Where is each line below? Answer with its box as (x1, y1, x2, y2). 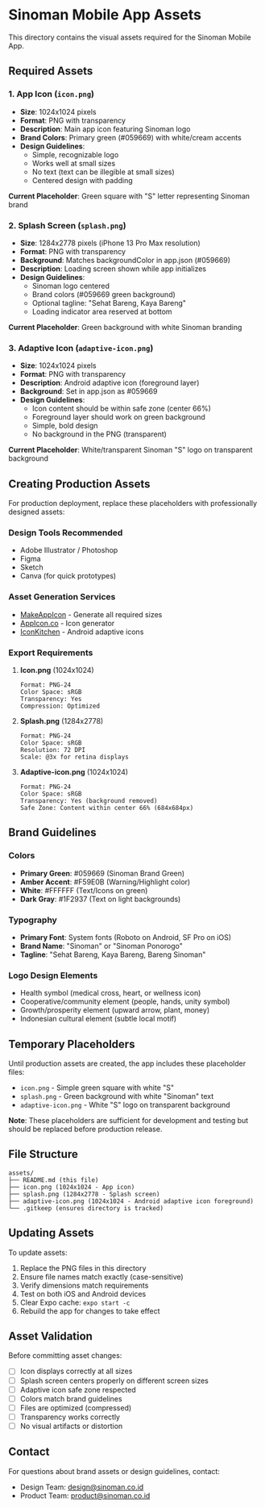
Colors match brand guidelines (19, 1393, 122, 1403)
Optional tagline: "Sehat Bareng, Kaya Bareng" (31, 298, 187, 307)
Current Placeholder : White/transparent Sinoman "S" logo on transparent (8, 445, 253, 455)
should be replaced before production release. (8, 1124, 163, 1134)
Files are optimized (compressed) (19, 1402, 132, 1413)
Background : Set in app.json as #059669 (19, 386, 158, 396)
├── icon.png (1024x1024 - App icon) (8, 1183, 135, 1191)
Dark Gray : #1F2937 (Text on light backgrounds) (19, 894, 181, 904)
